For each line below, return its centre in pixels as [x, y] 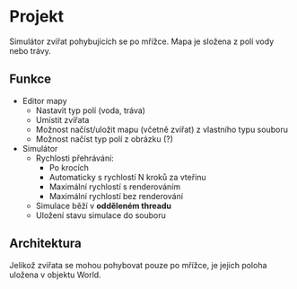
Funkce [31, 79]
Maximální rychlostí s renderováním [115, 187]
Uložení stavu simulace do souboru [100, 215]
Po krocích [69, 167]
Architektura [46, 244]
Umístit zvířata [62, 119]
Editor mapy [44, 101]
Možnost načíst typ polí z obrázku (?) [104, 139]
